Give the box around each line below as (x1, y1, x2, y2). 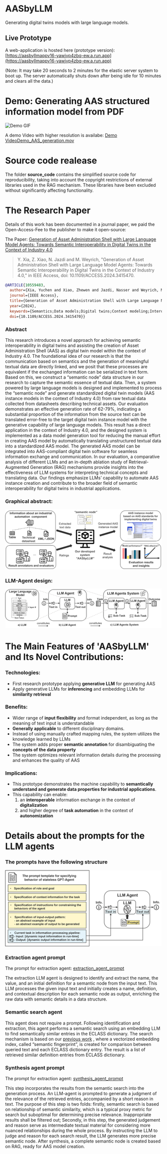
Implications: (5, 769, 38, 776)
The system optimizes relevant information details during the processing (12, 752, 161, 758)
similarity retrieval (12, 691, 51, 697)
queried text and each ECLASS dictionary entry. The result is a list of (5, 1046, 146, 1052)
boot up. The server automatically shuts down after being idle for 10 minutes (5, 73, 162, 79)
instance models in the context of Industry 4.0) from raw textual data (5, 395, 146, 401)
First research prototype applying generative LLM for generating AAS (12, 681, 156, 687)
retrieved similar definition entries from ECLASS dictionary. (5, 1052, 126, 1058)
